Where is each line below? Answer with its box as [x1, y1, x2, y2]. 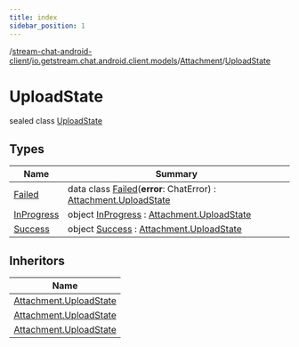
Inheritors [9, 253, 65, 268]
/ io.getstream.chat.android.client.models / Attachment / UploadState [28, 55, 271, 66]
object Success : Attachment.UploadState [68, 223, 242, 236]
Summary [155, 168, 198, 181]
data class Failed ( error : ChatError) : [68, 183, 216, 196]
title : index [9, 12, 58, 22]
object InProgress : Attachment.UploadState [68, 208, 252, 221]
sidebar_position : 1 [9, 21, 86, 30]
